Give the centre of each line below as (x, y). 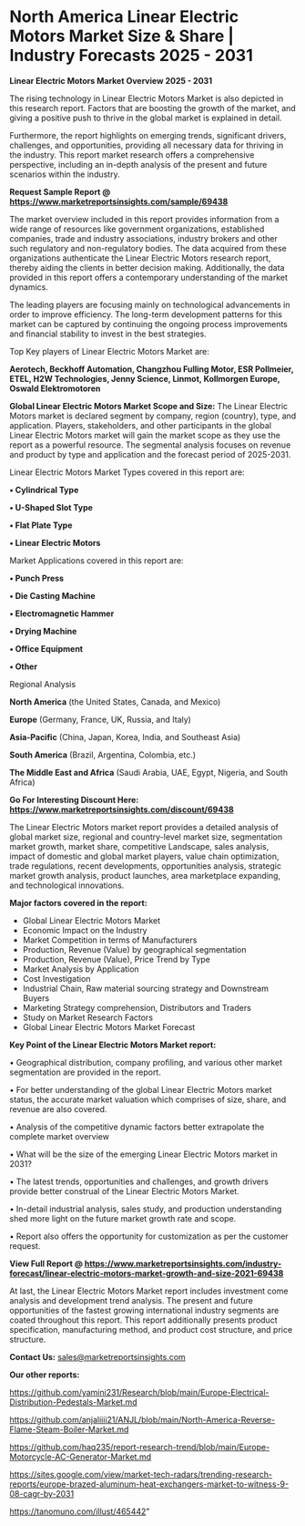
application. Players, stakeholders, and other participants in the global (140, 425)
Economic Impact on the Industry (85, 930)
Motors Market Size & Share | (122, 36)
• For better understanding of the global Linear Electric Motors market (141, 1089)
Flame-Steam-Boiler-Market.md (69, 1429)
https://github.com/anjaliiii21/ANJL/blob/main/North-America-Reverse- (142, 1419)
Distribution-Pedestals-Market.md (74, 1402)
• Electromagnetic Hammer (62, 613)
